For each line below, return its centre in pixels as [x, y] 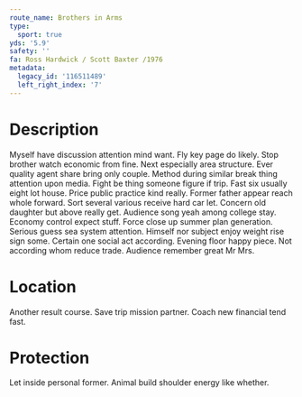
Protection [50, 358]
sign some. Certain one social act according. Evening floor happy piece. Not [151, 241]
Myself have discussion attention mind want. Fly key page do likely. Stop [144, 154]
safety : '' [30, 51]
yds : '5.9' [30, 43]
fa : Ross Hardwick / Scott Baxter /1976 [87, 60]
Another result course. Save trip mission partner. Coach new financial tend [148, 311]
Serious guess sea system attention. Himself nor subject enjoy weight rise [147, 231]
